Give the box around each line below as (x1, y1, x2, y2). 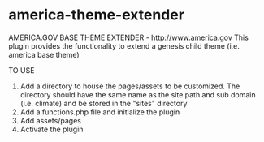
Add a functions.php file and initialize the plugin (19, 107, 180, 117)
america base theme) (8, 49, 80, 59)
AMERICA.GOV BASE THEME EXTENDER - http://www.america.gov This (8, 32, 249, 42)
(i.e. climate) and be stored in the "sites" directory (19, 98, 188, 108)
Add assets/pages (19, 115, 81, 125)
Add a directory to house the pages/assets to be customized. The (19, 81, 240, 91)
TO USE (8, 65, 35, 75)
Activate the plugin (19, 124, 84, 134)
